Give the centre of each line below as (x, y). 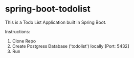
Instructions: (18, 31)
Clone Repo (24, 41)
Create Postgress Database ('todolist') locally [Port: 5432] (71, 46)
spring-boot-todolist (48, 9)
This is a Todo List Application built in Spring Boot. (56, 22)
